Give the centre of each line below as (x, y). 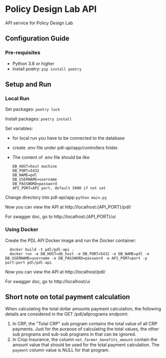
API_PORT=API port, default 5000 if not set (59, 188)
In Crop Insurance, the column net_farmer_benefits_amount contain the (85, 340)
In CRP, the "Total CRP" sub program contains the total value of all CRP (85, 324)
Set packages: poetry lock (33, 109)
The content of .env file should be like (51, 157)
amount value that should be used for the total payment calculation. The (86, 345)
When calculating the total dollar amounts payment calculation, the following (83, 309)
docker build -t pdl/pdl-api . (42, 249)
